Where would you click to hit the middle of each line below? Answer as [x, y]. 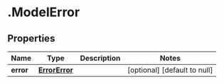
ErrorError [55, 70]
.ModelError [44, 12]
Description [100, 58]
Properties [31, 38]
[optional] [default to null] [170, 70]
